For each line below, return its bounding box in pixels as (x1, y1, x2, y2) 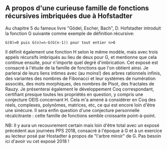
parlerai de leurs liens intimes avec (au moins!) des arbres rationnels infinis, (5, 70, 161, 76)
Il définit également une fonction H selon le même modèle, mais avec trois (5, 48, 158, 54)
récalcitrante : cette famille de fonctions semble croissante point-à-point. (5, 112, 156, 118)
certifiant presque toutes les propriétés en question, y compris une (5, 91, 143, 97)
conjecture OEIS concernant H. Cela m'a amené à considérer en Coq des (5, 96, 156, 102)
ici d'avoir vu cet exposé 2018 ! (5, 138, 70, 144)
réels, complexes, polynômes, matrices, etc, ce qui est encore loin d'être (5, 102, 155, 108)
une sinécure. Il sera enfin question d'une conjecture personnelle (5, 107, 140, 113)
